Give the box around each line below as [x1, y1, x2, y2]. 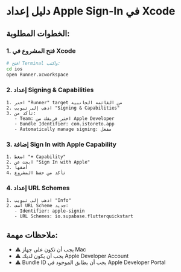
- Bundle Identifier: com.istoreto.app [14, 121, 115, 127]
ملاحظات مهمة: [6, 230, 59, 240]
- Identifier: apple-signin [14, 208, 85, 214]
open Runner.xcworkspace [6, 71, 69, 78]
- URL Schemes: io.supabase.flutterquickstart [14, 213, 134, 219]
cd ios [6, 65, 23, 72]
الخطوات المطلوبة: [6, 28, 70, 39]
